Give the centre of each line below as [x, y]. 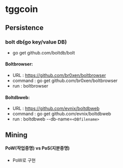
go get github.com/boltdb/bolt [44, 52]
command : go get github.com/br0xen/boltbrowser [65, 80]
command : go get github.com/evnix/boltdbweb [62, 114]
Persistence [24, 28]
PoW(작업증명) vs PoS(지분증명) [38, 148]
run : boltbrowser [30, 86]
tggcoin [22, 9]
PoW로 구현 [24, 160]
